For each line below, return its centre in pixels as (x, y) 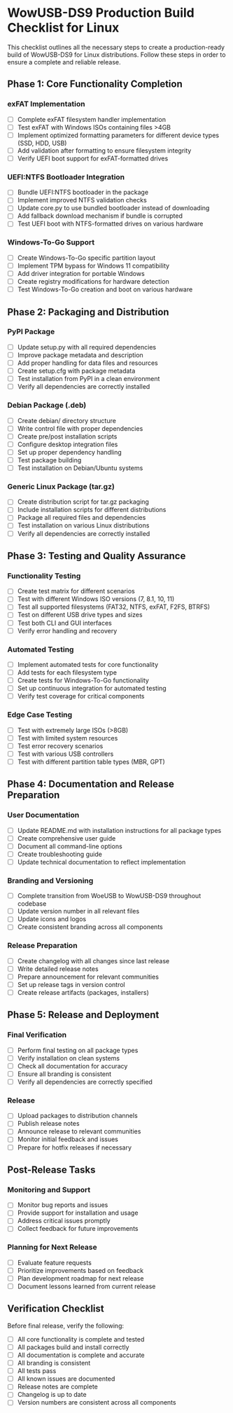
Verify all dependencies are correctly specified (85, 1082)
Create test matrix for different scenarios (76, 591)
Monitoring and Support (49, 1190)
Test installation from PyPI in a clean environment (89, 379)
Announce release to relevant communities (79, 1131)
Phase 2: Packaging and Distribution (88, 312)
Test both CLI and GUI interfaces (64, 623)
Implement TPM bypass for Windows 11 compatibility (93, 266)
